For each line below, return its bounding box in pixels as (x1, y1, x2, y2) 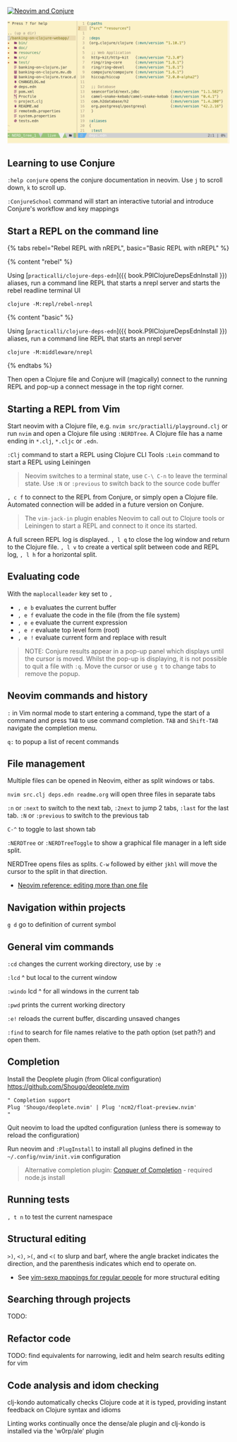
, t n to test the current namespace (7, 1212, 113, 1221)
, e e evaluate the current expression (17, 618, 128, 627)
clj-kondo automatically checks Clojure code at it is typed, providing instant (7, 1397, 227, 1406)
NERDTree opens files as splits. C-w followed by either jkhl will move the (7, 860, 217, 868)
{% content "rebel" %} (7, 258, 73, 266)
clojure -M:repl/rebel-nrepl (7, 301, 93, 308)
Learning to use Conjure (7, 157, 116, 169)
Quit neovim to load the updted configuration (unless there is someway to (7, 1123, 221, 1132)
